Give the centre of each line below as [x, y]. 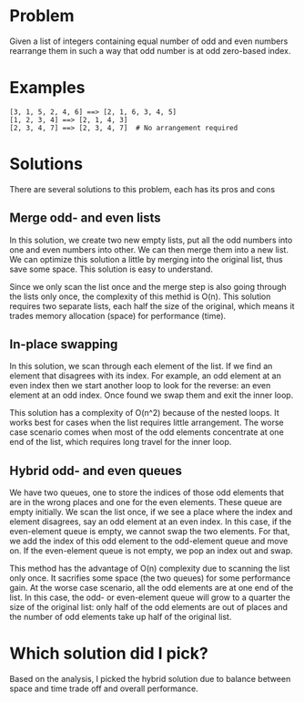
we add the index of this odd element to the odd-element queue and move [149, 541]
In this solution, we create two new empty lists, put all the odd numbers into [151, 240]
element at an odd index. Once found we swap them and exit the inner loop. [152, 395]
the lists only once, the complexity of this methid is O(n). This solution [140, 296]
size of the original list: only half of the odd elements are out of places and [149, 607]
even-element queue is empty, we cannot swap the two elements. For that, [150, 532]
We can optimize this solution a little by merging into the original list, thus [147, 259]
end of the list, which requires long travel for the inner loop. [121, 442]
